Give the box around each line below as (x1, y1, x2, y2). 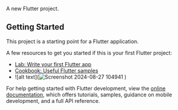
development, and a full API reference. (6, 97, 100, 104)
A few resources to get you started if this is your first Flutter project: (6, 49, 172, 56)
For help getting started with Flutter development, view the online (6, 85, 166, 92)
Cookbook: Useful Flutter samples (14, 67, 98, 74)
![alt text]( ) (14, 73, 126, 80)
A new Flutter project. (6, 5, 59, 12)
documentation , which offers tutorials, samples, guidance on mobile (6, 91, 172, 98)
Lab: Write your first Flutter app (14, 60, 92, 67)
